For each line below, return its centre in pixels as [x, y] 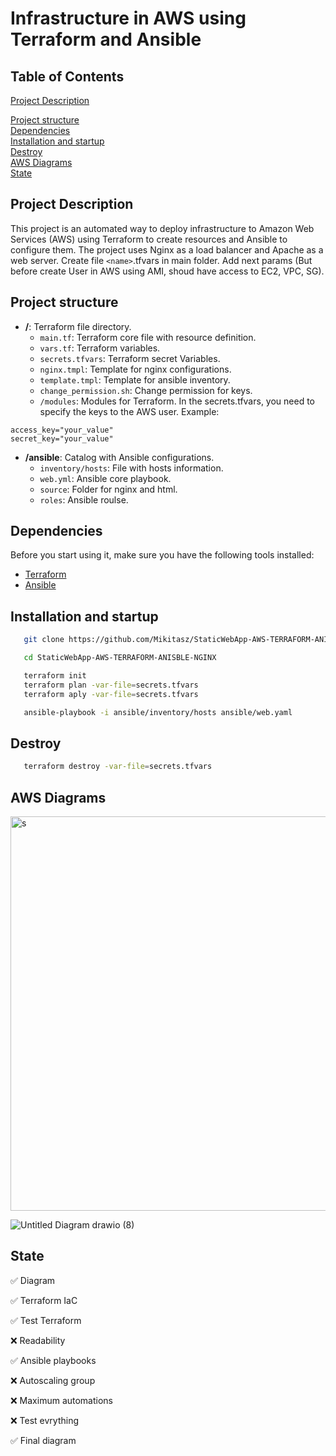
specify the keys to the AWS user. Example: [129, 411]
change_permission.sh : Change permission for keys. [146, 390]
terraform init [55, 676]
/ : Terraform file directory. [78, 326]
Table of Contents [67, 76]
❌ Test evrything [45, 1420]
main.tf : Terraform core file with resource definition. [148, 337]
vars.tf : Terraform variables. [100, 348]
